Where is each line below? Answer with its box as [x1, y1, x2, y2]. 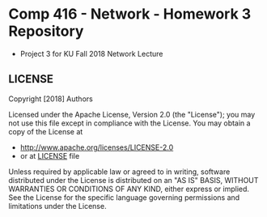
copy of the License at [8, 126, 83, 136]
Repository [8, 22, 84, 40]
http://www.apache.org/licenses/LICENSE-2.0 [19, 143, 174, 152]
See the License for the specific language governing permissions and [8, 192, 240, 202]
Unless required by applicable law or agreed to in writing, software [8, 167, 231, 177]
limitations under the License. [8, 201, 107, 211]
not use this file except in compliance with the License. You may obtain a [8, 118, 251, 128]
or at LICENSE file [19, 151, 80, 160]
